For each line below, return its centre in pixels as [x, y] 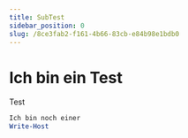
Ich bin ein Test [66, 77]
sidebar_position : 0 [47, 26]
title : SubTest [37, 17]
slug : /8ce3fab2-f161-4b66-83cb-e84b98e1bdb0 [94, 34]
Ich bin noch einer [45, 119]
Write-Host [29, 126]
